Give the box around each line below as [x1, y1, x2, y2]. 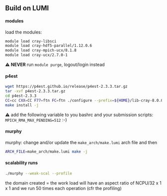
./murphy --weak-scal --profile [5, 171, 72, 176]
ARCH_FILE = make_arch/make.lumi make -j [5, 149, 88, 154]
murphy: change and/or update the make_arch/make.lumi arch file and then [5, 139, 158, 145]
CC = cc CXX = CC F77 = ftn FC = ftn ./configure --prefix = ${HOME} [5, 98, 130, 103]
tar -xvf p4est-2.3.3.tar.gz [5, 89, 66, 94]
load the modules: [5, 29, 42, 35]
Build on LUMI [5, 4, 49, 12]
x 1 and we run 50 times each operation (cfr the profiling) [5, 185, 122, 191]
